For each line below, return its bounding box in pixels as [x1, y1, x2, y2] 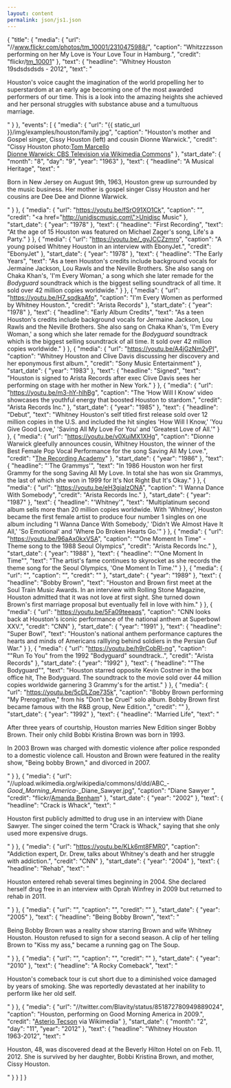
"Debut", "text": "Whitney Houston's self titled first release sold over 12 [7, 410, 208, 418]
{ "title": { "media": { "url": [7, 35, 81, 43]
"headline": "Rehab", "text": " [7, 864, 89, 872]
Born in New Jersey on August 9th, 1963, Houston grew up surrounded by [7, 177, 217, 186]
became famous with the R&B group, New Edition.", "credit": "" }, [7, 702, 190, 710]
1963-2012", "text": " [7, 1032, 65, 1040]
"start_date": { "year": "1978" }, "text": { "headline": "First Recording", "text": [7, 220, 223, 228]
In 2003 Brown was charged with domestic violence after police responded [7, 743, 221, 752]
